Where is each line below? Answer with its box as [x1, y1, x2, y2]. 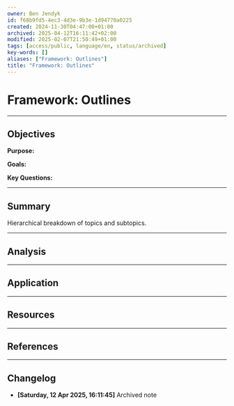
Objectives [7, 128, 56, 140]
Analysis [7, 245, 47, 258]
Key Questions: [7, 173, 53, 182]
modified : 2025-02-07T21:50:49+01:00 [7, 36, 117, 43]
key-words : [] [7, 49, 49, 56]
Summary [7, 200, 51, 212]
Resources [7, 309, 55, 321]
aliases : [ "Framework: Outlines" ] [7, 56, 108, 63]
